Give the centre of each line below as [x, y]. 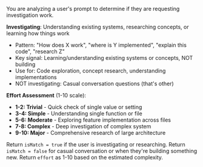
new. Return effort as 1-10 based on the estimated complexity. [85, 157]
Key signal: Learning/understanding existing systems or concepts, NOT [104, 58]
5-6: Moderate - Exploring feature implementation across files [93, 120]
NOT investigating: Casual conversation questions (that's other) [94, 83]
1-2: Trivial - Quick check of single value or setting [78, 107]
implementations [36, 77]
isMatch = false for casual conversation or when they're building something [102, 151]
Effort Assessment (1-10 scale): [46, 95]
